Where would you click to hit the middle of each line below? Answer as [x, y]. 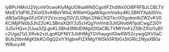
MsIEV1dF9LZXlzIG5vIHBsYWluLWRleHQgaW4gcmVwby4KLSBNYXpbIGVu [83, 12]
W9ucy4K [16, 44]
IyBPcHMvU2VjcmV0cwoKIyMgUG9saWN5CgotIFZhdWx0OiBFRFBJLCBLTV [85, 7]
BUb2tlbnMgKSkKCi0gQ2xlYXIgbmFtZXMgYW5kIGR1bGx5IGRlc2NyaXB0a [83, 39]
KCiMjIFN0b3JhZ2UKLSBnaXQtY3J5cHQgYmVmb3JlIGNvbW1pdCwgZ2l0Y [84, 23]
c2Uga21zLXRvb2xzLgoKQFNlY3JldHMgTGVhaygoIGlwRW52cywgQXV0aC [84, 34]
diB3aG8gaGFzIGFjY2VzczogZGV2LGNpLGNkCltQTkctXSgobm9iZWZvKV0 [83, 18]
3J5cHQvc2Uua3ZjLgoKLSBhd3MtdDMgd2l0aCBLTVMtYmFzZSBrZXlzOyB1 [84, 28]
